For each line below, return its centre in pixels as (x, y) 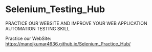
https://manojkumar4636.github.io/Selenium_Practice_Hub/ (68, 43)
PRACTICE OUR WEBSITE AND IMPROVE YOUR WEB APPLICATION (76, 23)
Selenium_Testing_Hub (55, 9)
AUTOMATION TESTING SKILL (38, 28)
